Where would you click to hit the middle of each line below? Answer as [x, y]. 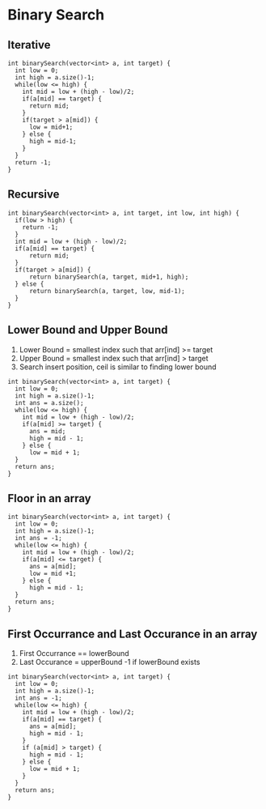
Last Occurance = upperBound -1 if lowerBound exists [110, 662]
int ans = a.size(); [49, 402]
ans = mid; [47, 431]
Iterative [29, 45]
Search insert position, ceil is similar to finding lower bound [118, 367]
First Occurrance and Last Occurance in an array [133, 634]
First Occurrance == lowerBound [74, 654]
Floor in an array [49, 498]
